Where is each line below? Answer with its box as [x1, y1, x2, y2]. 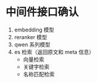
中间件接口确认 [5, 5, 79, 19]
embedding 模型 [14, 26, 55, 33]
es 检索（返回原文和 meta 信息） [14, 48, 95, 55]
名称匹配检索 [23, 71, 55, 78]
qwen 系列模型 [14, 41, 51, 48]
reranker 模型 [14, 33, 48, 40]
